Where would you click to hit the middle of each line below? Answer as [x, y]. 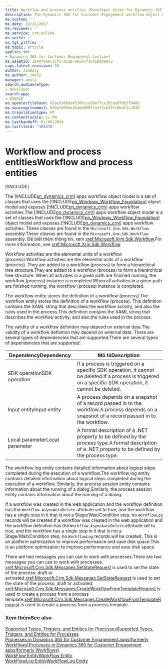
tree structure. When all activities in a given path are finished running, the [81, 275]
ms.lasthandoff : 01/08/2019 [34, 122]
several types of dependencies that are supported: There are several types [82, 338]
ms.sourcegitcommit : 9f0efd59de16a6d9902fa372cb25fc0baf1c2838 [72, 108]
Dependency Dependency [40, 356]
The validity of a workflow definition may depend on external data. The [77, 327]
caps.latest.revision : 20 [32, 66]
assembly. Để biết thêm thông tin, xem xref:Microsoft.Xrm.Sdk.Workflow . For [84, 239]
